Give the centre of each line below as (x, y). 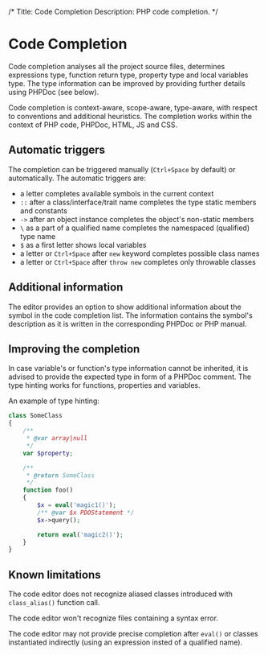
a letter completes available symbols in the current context (117, 193)
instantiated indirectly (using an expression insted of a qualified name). (126, 642)
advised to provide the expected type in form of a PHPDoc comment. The (130, 377)
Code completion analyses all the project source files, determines (117, 66)
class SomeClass (35, 416)
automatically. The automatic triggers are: (77, 178)
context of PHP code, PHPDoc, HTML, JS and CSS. (93, 125)
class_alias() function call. (54, 603)
